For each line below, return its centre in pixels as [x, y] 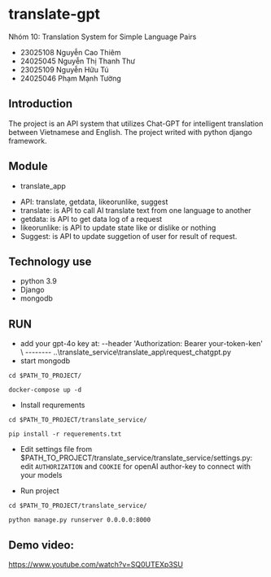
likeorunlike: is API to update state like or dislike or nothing [118, 228]
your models [41, 475]
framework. [28, 141]
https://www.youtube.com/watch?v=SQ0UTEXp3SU [96, 564]
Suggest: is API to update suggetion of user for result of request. [129, 236]
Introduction [41, 104]
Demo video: [42, 545]
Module [28, 166]
